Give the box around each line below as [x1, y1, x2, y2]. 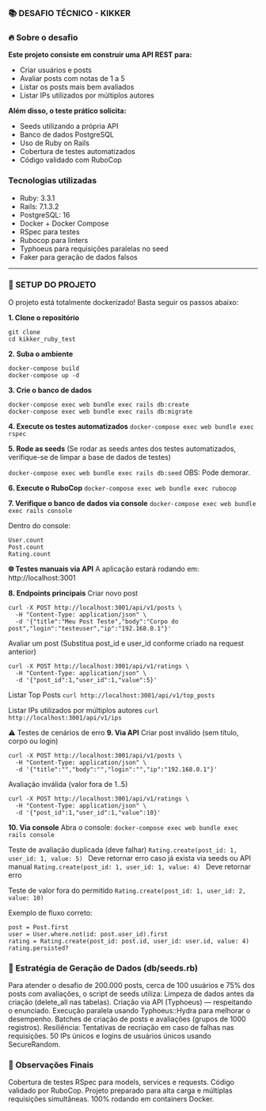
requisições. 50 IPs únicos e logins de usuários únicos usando [8, 1032, 211, 1041]
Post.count [8, 543, 44, 551]
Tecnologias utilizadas [8, 175, 97, 186]
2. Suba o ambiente [8, 349, 74, 358]
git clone [8, 328, 41, 336]
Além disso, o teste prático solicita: [8, 106, 127, 116]
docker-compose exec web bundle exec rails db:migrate [8, 407, 193, 415]
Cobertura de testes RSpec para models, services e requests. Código [8, 1078, 235, 1087]
